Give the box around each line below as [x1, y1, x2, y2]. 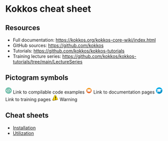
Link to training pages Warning [5, 96, 78, 102]
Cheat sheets [5, 111, 49, 120]
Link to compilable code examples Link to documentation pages [12, 89, 155, 95]
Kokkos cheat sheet [5, 3, 91, 15]
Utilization [12, 130, 34, 136]
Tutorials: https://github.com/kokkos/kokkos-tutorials [12, 48, 125, 54]
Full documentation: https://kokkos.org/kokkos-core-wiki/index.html [12, 37, 156, 43]
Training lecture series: [12, 53, 61, 59]
